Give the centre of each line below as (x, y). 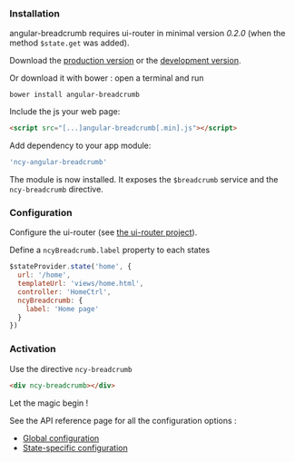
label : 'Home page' (63, 309)
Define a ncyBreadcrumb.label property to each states (110, 250)
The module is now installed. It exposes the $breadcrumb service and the (144, 180)
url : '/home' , (44, 275)
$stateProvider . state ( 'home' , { (70, 267)
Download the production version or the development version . (125, 61)
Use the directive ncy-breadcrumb (71, 369)
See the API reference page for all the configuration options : (123, 420)
